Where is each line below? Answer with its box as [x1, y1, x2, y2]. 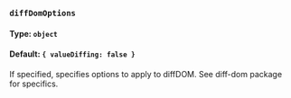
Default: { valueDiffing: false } [9, 49, 136, 59]
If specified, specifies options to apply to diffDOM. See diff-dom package [9, 68, 283, 79]
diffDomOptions [9, 8, 77, 18]
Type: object [9, 28, 59, 39]
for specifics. [9, 78, 59, 89]
